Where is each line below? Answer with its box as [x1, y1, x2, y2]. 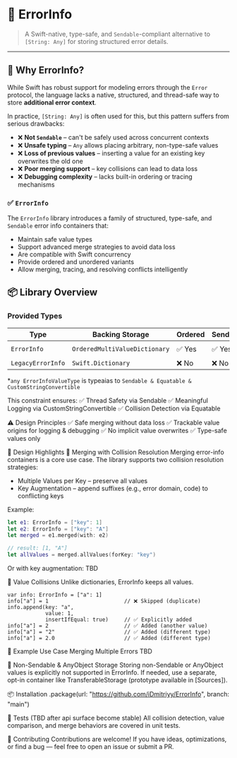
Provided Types [7, 311, 63, 321]
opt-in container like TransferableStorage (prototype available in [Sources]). [7, 676, 228, 685]
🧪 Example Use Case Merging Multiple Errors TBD [7, 647, 153, 656]
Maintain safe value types [17, 235, 93, 244]
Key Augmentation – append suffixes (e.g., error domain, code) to [17, 484, 208, 492]
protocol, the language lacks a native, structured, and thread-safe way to [7, 90, 220, 99]
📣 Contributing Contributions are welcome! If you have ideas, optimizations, [7, 735, 227, 744]
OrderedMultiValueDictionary [71, 345, 170, 353]
